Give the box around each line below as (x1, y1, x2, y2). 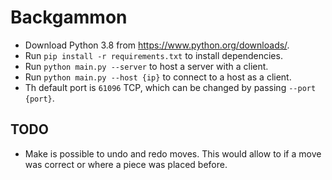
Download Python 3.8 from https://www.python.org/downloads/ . (24, 39, 290, 51)
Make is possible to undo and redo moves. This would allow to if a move (24, 147, 322, 160)
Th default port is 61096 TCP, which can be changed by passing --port (24, 81, 317, 93)
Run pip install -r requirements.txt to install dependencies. (24, 49, 283, 61)
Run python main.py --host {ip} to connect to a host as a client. (24, 71, 292, 83)
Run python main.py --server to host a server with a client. (24, 60, 269, 72)
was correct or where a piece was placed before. (24, 158, 228, 170)
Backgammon (10, 6, 128, 29)
